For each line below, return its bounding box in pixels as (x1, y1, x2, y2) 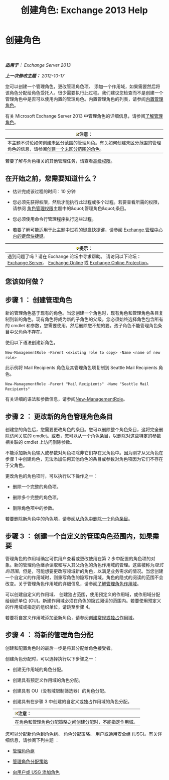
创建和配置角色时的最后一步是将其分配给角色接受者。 (5, 645, 115, 651)
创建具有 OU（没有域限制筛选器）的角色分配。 (12, 688, 109, 694)
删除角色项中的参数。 (12, 505, 57, 511)
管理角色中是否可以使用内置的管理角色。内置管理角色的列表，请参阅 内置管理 (5, 96, 163, 102)
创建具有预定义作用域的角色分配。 (12, 677, 83, 683)
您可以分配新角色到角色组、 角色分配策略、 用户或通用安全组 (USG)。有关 (5, 731, 158, 737)
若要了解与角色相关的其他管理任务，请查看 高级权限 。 (5, 158, 115, 164)
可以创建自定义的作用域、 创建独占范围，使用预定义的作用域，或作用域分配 (5, 592, 160, 598)
